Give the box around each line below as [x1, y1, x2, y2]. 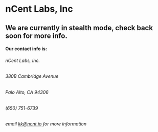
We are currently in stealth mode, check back [5, 24, 153, 32]
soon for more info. [5, 31, 68, 40]
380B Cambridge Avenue [5, 73, 59, 79]
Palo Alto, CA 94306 [5, 89, 49, 95]
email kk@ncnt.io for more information [5, 121, 87, 127]
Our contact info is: [5, 46, 48, 52]
